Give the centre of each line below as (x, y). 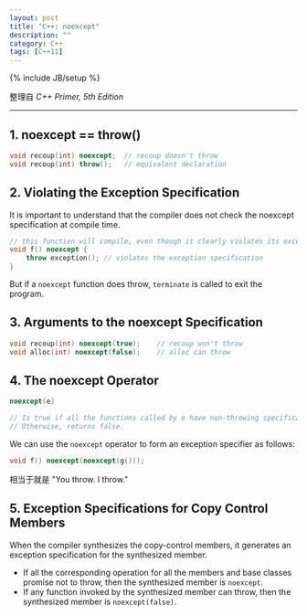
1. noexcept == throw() (75, 135)
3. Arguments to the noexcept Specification (136, 322)
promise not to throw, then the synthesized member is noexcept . (143, 582)
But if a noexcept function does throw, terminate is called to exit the (136, 284)
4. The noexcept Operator (85, 380)
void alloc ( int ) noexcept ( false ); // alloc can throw (120, 352)
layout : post (34, 18)
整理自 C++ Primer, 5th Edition (67, 97)
